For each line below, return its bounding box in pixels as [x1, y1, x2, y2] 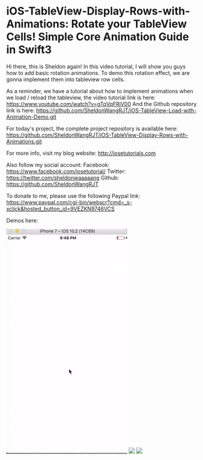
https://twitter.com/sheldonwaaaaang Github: [6, 174, 120, 181]
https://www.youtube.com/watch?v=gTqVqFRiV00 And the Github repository [6, 100, 197, 107]
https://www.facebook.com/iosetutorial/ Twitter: [6, 168, 126, 175]
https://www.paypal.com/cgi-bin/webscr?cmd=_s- [6, 199, 132, 206]
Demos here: [6, 217, 38, 224]
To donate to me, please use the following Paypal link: [6, 192, 141, 199]
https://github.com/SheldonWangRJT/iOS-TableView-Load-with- [36, 107, 197, 114]
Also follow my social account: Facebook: [6, 161, 110, 168]
